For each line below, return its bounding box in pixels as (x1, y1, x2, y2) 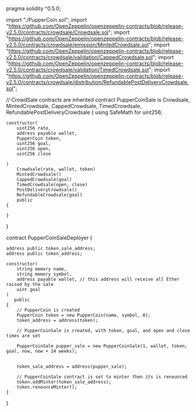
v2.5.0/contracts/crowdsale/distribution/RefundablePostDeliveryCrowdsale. (6, 79, 189, 86)
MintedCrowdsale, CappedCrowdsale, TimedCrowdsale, (6, 103, 142, 109)
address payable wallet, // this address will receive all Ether (16, 276, 180, 282)
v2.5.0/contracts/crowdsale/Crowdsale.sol (6, 29, 109, 36)
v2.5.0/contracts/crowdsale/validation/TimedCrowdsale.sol (6, 66, 149, 73)
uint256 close (16, 151, 51, 157)
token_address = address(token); (16, 318, 99, 323)
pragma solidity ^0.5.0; (6, 5, 62, 12)
